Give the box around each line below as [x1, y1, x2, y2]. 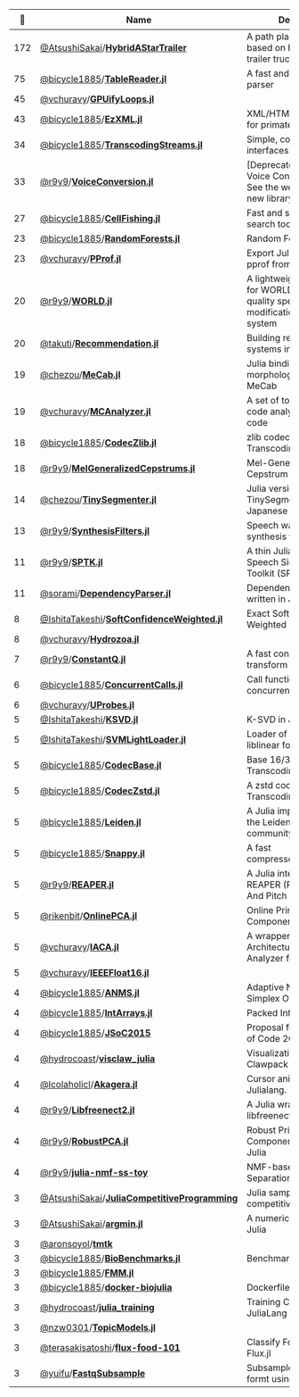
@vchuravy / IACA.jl [39, 941, 120, 953]
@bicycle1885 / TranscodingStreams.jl [39, 138, 203, 151]
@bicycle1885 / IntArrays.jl [39, 1007, 153, 1019]
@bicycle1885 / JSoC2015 [39, 1027, 151, 1039]
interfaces [246, 145, 289, 156]
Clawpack [246, 1058, 289, 1070]
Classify [246, 1336, 280, 1348]
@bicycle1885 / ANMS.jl [39, 986, 140, 999]
